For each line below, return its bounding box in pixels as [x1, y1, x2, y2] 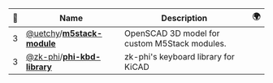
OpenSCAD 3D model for [124, 28, 220, 39]
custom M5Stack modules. [124, 38, 227, 49]
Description [161, 12, 208, 24]
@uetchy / [25, 28, 63, 39]
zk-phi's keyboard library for [124, 51, 236, 62]
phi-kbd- [62, 51, 102, 62]
